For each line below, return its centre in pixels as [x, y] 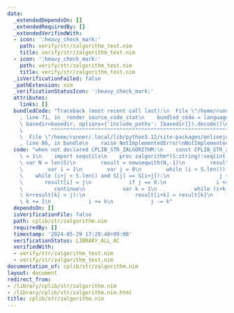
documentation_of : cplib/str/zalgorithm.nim [73, 266]
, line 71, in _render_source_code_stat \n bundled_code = [110, 117]
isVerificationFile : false [53, 215]
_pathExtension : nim [43, 85]
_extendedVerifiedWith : [48, 33]
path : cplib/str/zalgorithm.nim [61, 221]
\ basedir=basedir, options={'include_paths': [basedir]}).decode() [121, 124]
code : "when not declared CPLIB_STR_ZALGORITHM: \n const [102, 150]
